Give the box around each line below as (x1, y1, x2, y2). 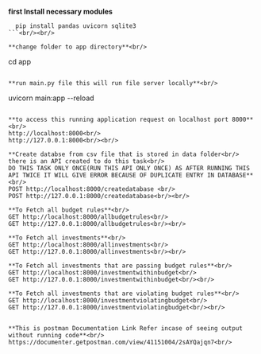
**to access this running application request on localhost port (8, 115, 228, 123)
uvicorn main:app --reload (8, 93, 94, 103)
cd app (8, 57, 32, 66)
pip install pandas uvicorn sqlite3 (15, 22, 136, 30)
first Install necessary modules (8, 7, 113, 16)
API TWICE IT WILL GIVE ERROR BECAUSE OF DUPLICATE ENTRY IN (8, 171, 215, 179)
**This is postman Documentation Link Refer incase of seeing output (8, 325, 244, 333)
